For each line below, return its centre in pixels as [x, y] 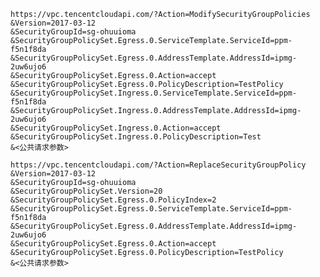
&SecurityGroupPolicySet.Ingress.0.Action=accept [116, 128]
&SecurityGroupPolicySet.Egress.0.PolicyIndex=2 [113, 200]
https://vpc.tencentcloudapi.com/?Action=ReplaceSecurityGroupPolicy [158, 165]
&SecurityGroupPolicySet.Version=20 [86, 191]
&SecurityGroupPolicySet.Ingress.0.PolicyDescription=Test [136, 137]
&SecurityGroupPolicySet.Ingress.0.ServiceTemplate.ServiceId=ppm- [154, 93]
